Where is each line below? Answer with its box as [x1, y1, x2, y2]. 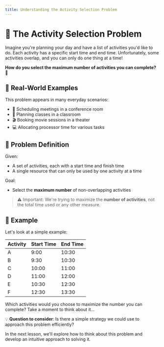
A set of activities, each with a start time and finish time [12, 163, 124, 169]
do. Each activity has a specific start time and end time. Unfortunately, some [5, 50, 159, 55]
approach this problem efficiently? [5, 322, 74, 327]
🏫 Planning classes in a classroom [12, 111, 81, 118]
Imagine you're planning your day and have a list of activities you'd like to [5, 45, 153, 50]
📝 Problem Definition [5, 140, 70, 149]
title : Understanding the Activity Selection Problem [5, 7, 117, 12]
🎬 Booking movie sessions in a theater [12, 117, 90, 123]
